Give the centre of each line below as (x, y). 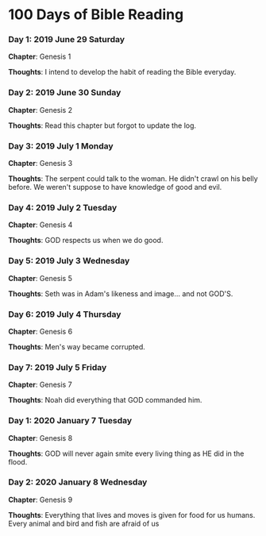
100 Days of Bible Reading (96, 15)
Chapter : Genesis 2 (40, 110)
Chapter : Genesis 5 (40, 278)
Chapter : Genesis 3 (40, 164)
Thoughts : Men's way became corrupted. (77, 346)
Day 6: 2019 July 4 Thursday (65, 314)
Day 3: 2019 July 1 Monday (61, 146)
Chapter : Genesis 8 (40, 438)
